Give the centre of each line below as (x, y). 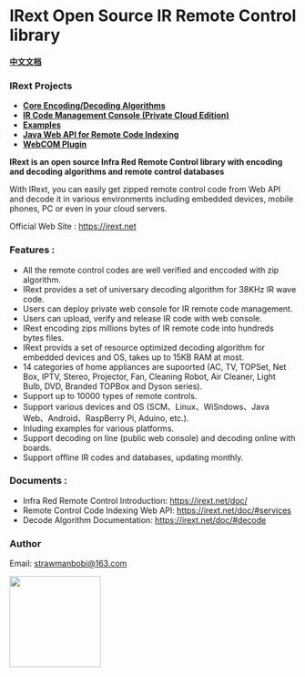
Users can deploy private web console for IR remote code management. (158, 308)
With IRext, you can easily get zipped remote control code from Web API (145, 190)
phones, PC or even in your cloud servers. (88, 209)
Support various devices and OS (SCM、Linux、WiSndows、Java (146, 406)
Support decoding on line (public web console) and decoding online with (159, 437)
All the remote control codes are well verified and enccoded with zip (151, 270)
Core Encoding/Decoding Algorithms (94, 106)
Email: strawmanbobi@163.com (68, 564)
